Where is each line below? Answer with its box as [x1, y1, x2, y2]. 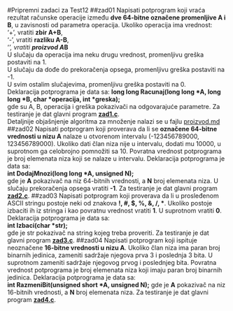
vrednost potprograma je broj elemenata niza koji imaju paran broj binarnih [7, 266, 223, 274]
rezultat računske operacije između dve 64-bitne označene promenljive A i [7, 13, 226, 22]
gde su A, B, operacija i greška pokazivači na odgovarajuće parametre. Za [7, 103, 220, 110]
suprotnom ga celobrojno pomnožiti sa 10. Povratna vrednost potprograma [7, 147, 222, 155]
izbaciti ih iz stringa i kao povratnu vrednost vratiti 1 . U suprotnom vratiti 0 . [7, 206, 223, 215]
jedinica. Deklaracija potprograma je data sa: [7, 273, 136, 282]
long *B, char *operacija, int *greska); [7, 95, 120, 103]
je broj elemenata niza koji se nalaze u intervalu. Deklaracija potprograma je [7, 154, 225, 163]
